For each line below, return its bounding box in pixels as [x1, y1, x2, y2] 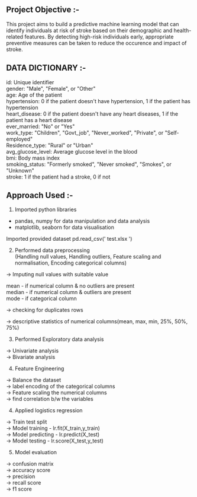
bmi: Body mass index [6, 154, 60, 161]
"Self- [164, 129, 179, 136]
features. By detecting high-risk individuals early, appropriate [24, 33, 174, 40]
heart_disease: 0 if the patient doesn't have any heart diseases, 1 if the [6, 110, 179, 117]
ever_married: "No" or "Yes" [6, 123, 75, 130]
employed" [6, 135, 33, 142]
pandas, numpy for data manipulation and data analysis [14, 218, 150, 225]
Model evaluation [14, 449, 57, 456]
